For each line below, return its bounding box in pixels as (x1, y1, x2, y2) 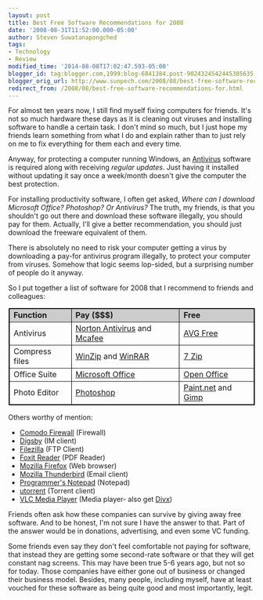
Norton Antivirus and (75, 323, 152, 334)
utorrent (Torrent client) (19, 486, 96, 496)
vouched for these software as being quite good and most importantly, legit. (8, 584, 254, 593)
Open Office (183, 369, 229, 380)
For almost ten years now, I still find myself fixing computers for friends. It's (8, 106, 252, 115)
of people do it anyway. (8, 268, 84, 278)
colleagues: (8, 292, 45, 301)
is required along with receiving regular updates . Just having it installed (8, 162, 239, 173)
